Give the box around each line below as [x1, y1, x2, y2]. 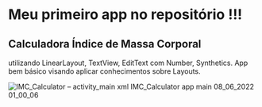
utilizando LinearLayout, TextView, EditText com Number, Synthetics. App [8, 58, 249, 67]
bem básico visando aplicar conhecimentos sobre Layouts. [8, 67, 201, 76]
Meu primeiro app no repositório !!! [8, 6, 243, 24]
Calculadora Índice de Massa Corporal [8, 37, 202, 51]
